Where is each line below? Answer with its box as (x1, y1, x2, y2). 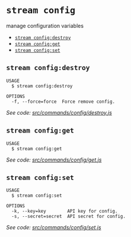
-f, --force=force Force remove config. (11, 99, 116, 105)
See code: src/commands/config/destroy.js (6, 109, 113, 116)
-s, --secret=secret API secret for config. (11, 213, 126, 220)
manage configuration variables (6, 22, 84, 29)
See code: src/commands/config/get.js (6, 156, 102, 163)
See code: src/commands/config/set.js (6, 224, 102, 231)
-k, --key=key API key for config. (11, 208, 118, 214)
